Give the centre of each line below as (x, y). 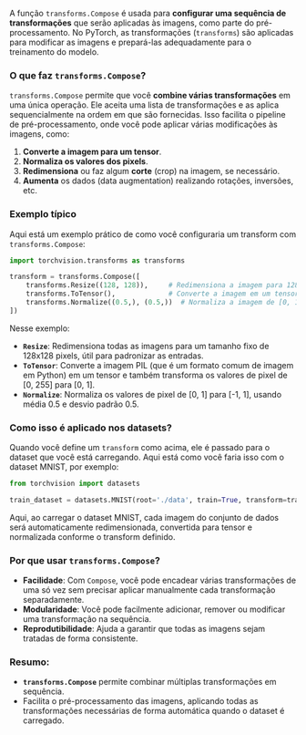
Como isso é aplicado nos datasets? (91, 428)
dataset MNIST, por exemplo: (64, 467)
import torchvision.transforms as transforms (97, 260)
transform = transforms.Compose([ (75, 277)
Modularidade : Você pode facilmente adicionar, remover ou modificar (154, 609)
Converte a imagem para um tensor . (92, 152)
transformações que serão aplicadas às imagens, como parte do (132, 23)
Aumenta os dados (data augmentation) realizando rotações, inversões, (158, 181)
